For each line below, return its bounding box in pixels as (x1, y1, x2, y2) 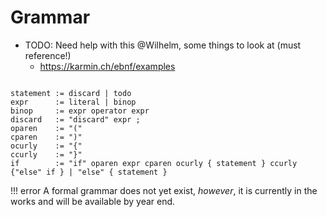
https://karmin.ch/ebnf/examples (39, 60, 176, 72)
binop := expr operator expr (10, 106, 150, 116)
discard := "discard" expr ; (10, 114, 141, 125)
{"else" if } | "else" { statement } (10, 167, 168, 177)
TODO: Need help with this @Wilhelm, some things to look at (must (24, 39, 302, 51)
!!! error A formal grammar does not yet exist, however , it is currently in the (10, 184, 318, 196)
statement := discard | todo (10, 88, 132, 98)
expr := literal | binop (10, 97, 137, 107)
